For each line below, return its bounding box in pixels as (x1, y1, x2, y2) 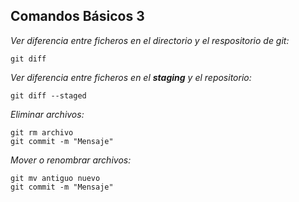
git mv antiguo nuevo (10, 173, 101, 183)
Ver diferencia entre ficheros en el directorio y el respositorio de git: (10, 34, 290, 46)
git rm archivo (10, 127, 74, 138)
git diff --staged (10, 90, 87, 101)
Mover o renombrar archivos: (10, 154, 132, 166)
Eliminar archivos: (10, 108, 85, 120)
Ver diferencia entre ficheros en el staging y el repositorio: (10, 71, 252, 83)
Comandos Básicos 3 (10, 8, 145, 25)
